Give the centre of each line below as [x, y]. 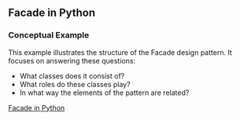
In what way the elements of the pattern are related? [104, 93]
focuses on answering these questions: [72, 60]
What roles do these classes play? [75, 84]
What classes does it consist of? [72, 76]
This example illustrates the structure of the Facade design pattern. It [120, 52]
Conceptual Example [49, 35]
